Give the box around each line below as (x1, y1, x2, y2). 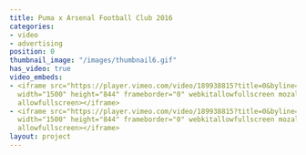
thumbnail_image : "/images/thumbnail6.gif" (9, 56, 178, 65)
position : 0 (9, 47, 55, 57)
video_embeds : (9, 73, 64, 82)
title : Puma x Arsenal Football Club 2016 (9, 13, 173, 23)
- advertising (9, 38, 64, 48)
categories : (9, 22, 55, 31)
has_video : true (9, 65, 71, 74)
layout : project (9, 132, 71, 141)
